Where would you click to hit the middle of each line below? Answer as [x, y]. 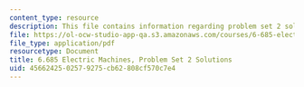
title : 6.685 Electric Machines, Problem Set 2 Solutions [121, 60]
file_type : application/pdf [62, 43]
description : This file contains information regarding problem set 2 [145, 26]
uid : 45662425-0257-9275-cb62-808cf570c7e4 [93, 69]
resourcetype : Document [54, 52]
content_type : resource [54, 18]
